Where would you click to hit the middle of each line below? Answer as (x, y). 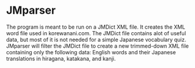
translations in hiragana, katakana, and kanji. (61, 58)
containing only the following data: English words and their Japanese (91, 52)
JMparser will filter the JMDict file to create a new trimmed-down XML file (97, 46)
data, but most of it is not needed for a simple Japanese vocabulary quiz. (96, 39)
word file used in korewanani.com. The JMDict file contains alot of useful (96, 33)
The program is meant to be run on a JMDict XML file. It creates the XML (96, 27)
